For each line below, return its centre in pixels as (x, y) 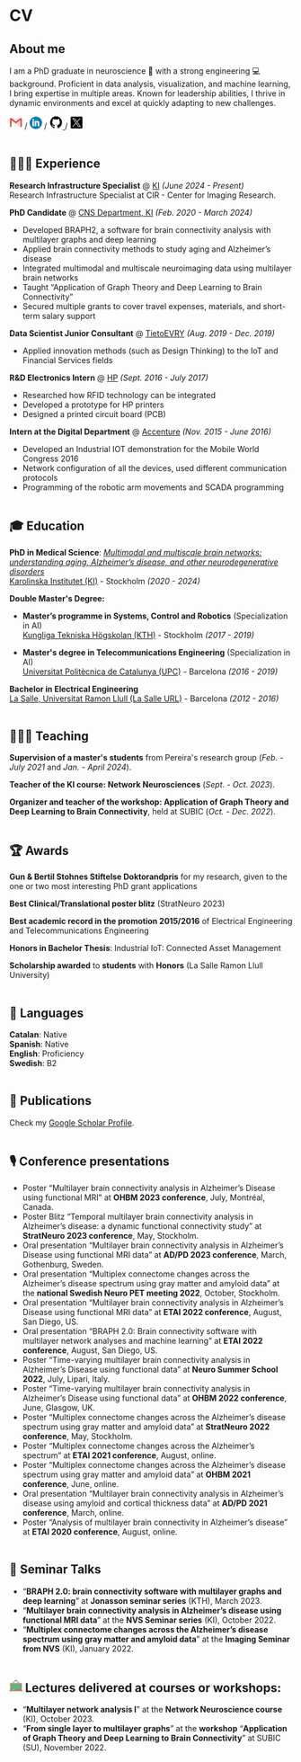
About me (37, 49)
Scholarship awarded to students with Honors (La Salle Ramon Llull (136, 966)
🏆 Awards (39, 850)
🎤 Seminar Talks (55, 1570)
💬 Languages (46, 1013)
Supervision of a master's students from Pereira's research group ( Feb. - (147, 758)
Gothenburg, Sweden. (63, 1264)
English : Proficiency (47, 1054)
